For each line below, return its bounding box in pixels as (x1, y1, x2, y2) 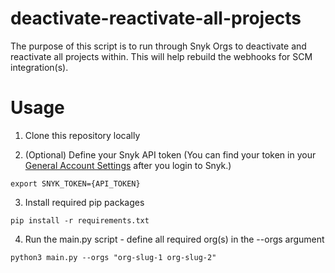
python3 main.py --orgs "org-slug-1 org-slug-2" (10, 252, 217, 262)
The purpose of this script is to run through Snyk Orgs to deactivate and (10, 40, 307, 52)
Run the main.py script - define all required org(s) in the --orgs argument (24, 233, 325, 245)
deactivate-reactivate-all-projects (10, 7, 302, 30)
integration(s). (10, 61, 69, 73)
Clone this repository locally (24, 129, 141, 141)
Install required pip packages (24, 196, 145, 208)
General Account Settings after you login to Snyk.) (24, 159, 232, 171)
